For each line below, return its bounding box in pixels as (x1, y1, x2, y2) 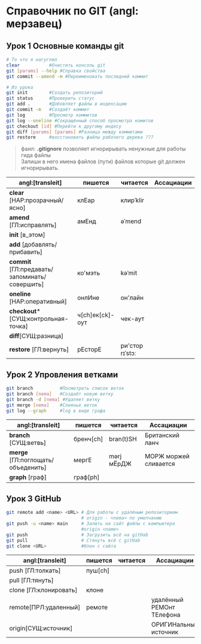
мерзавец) (6, 17, 63, 31)
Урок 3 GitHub (6, 493, 62, 504)
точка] (9, 322, 28, 330)
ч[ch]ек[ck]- (77, 311, 115, 319)
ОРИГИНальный (151, 621, 199, 629)
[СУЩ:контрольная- (9, 315, 69, 323)
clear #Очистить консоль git (6, 62, 106, 68)
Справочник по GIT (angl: (6, 4, 139, 18)
